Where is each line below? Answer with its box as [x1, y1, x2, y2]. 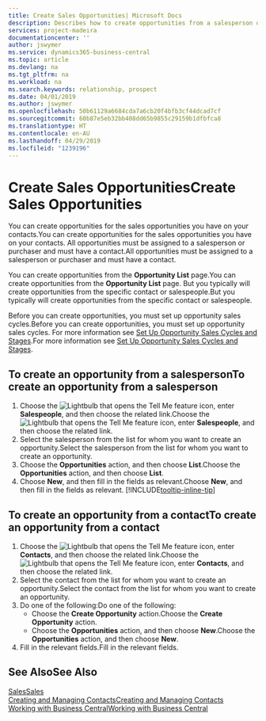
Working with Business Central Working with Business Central [8, 703, 208, 713]
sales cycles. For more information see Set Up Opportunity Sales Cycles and [8, 328, 257, 338]
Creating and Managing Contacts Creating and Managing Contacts [8, 695, 224, 704]
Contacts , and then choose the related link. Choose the [19, 550, 199, 559]
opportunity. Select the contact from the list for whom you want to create [19, 583, 256, 593]
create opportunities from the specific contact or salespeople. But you [8, 287, 235, 297]
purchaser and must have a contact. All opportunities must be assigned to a [8, 246, 253, 256]
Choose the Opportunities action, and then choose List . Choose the [19, 460, 241, 470]
